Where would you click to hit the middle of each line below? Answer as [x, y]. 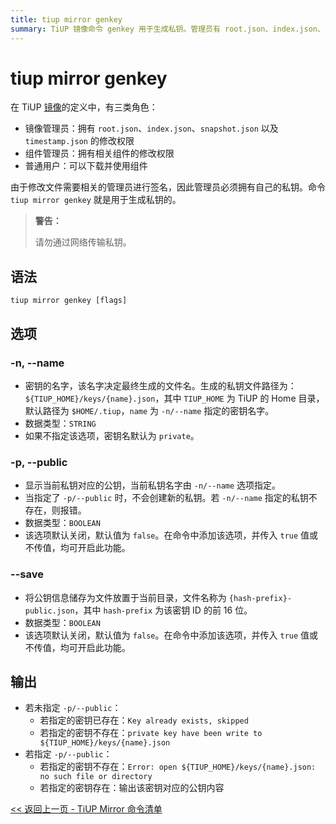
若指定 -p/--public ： [68, 754]
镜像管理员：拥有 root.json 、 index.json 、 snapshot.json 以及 [151, 128]
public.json [49, 611]
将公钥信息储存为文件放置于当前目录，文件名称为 [125, 597]
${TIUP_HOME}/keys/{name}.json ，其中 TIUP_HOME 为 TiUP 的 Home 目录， [174, 398]
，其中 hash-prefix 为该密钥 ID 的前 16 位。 [163, 610]
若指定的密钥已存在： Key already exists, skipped [144, 720]
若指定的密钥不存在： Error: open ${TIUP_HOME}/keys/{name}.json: [178, 767]
